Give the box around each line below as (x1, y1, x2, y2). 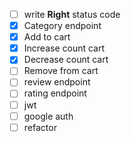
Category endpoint (23, 20, 102, 32)
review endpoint (23, 76, 91, 88)
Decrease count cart (23, 54, 109, 66)
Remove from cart (23, 65, 99, 77)
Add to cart (23, 31, 71, 43)
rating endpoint (23, 87, 87, 99)
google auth (23, 110, 74, 122)
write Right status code (23, 9, 121, 20)
